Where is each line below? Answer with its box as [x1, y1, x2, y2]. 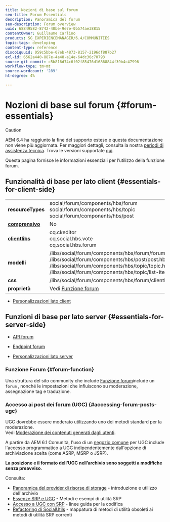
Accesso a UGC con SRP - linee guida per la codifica [12, 501, 123, 507]
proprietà [8, 285, 31, 292]
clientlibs [8, 235, 31, 242]
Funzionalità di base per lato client [5, 178, 116, 186]
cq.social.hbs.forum [50, 241, 97, 248]
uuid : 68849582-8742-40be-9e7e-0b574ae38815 [5, 26, 101, 31]
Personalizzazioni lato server [12, 354, 73, 360]
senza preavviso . [5, 465, 42, 471]
